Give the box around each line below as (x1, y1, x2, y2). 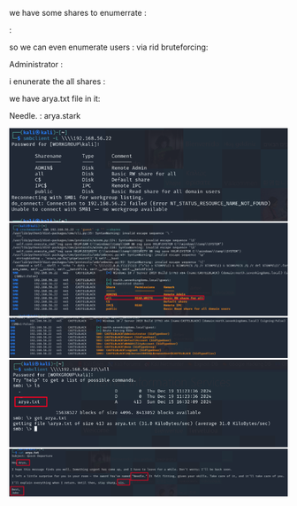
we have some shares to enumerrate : (9, 8, 148, 18)
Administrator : (9, 59, 64, 69)
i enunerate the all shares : (9, 76, 106, 87)
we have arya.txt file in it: (9, 93, 101, 104)
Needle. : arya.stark (9, 111, 81, 121)
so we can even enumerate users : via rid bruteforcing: (9, 42, 209, 52)
